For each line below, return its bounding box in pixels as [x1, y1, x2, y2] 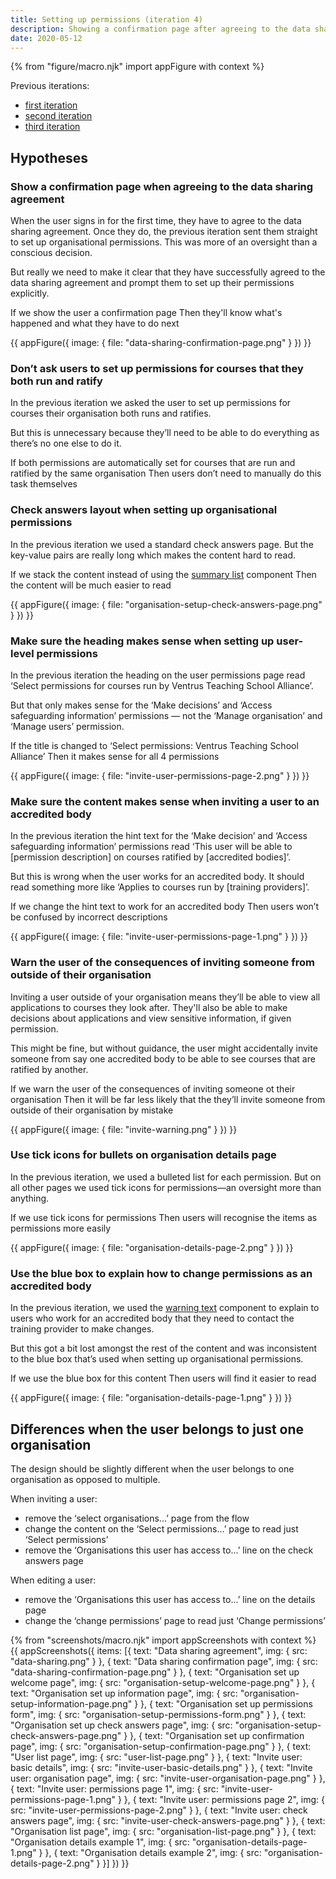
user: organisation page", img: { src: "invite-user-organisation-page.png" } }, [10, 1772, 326, 1784]
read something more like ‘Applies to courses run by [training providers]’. [10, 881, 310, 893]
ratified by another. [10, 1063, 89, 1075]
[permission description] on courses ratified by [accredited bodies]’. [10, 851, 291, 863]
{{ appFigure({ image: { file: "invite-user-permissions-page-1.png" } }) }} [10, 931, 308, 943]
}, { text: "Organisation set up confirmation [129, 1729, 305, 1741]
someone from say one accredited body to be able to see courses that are [10, 1052, 316, 1065]
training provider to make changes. [10, 1323, 155, 1335]
